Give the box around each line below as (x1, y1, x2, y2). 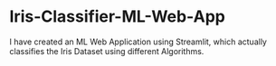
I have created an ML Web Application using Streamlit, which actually (9, 36, 267, 47)
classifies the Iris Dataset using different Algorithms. (9, 45, 205, 56)
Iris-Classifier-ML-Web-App (9, 6, 226, 27)
